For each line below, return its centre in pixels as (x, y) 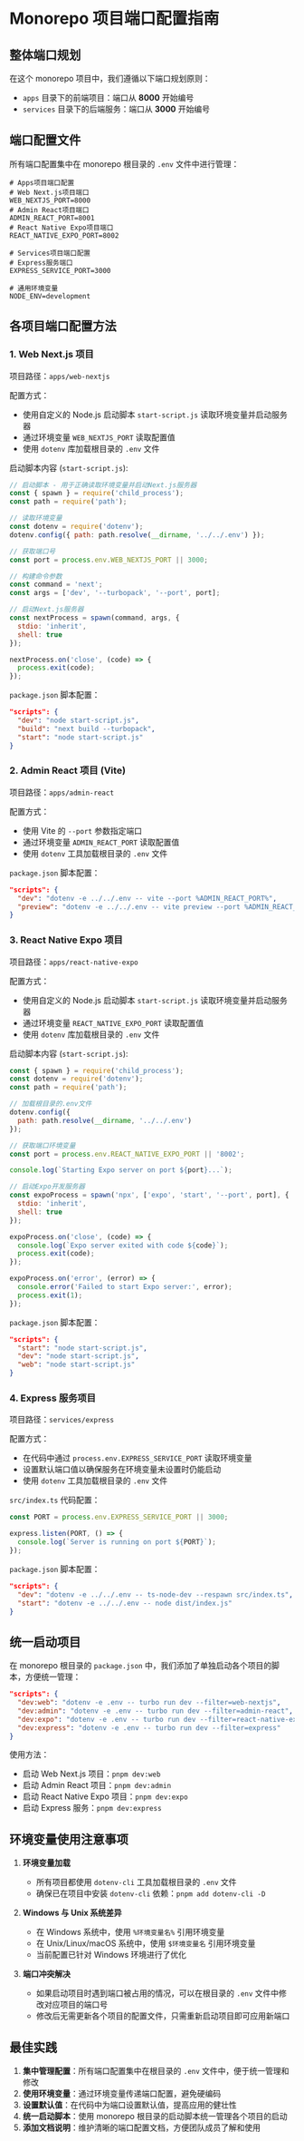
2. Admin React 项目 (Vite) (68, 770)
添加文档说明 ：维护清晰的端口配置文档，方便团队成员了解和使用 (141, 2127)
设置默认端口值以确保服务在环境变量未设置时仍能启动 (122, 1470)
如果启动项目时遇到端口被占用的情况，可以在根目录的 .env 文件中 (157, 1993)
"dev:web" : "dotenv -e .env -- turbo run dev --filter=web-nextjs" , (149, 1703)
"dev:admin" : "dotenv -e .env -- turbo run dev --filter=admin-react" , (156, 1711)
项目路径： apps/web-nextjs (60, 376)
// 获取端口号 (33, 551)
